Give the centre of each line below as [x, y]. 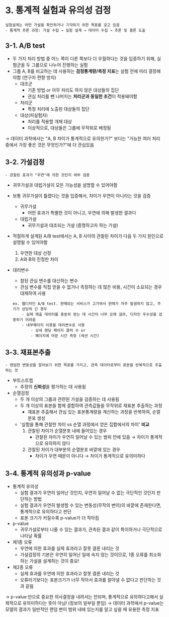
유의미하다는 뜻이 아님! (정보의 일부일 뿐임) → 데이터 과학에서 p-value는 [93, 603]
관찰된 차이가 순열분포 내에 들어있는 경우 [67, 431]
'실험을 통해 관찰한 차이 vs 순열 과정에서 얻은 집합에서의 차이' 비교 [85, 425]
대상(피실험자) [34, 115]
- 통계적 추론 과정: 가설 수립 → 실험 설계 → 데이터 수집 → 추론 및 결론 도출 [75, 30]
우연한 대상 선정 [35, 253]
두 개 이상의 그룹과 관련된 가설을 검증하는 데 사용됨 [70, 399]
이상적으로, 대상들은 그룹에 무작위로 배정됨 [69, 128]
